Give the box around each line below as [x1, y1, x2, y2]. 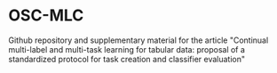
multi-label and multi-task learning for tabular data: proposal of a [8, 44, 246, 54]
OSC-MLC [8, 5, 84, 26]
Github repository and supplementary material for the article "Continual [8, 35, 269, 45]
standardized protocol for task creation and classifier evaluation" [8, 53, 246, 64]
